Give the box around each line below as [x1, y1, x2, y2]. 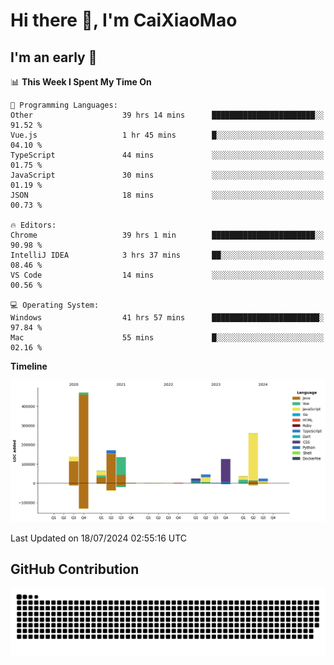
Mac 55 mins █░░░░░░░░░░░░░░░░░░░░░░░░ [10, 333, 325, 343]
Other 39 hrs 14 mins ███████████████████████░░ [10, 110, 325, 120]
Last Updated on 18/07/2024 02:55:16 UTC [10, 532, 188, 544]
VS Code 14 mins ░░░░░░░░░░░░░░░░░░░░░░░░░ [10, 270, 325, 280]
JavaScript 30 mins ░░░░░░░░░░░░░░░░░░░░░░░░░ [10, 170, 325, 180]
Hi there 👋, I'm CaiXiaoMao [10, 9, 238, 32]
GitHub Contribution [10, 561, 140, 578]
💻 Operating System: [10, 300, 100, 310]
